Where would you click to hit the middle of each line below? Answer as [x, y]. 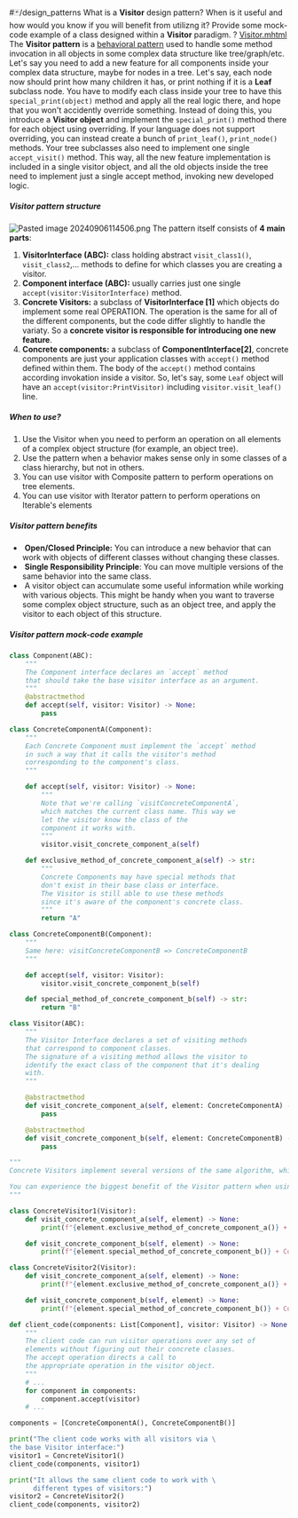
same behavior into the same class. [87, 576]
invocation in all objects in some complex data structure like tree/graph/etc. [147, 53]
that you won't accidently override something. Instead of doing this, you [141, 110]
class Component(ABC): [51, 655]
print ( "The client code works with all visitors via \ [113, 1439]
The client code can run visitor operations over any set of [140, 1341]
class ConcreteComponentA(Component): [81, 729]
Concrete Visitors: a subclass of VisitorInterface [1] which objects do [150, 302]
